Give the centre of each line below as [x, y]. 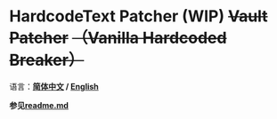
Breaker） [47, 60]
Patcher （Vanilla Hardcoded [118, 38]
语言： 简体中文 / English [54, 86]
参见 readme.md [39, 105]
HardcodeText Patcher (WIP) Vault [139, 16]
